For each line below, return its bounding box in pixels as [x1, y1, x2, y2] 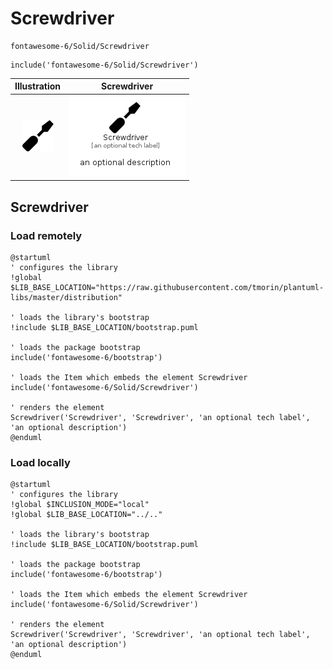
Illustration [14, 80, 62, 92]
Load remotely [10, 228, 83, 242]
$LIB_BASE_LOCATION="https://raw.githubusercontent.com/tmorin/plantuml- [10, 282, 325, 292]
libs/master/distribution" [10, 292, 123, 302]
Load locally [10, 455, 71, 469]
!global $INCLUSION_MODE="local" [10, 500, 150, 510]
